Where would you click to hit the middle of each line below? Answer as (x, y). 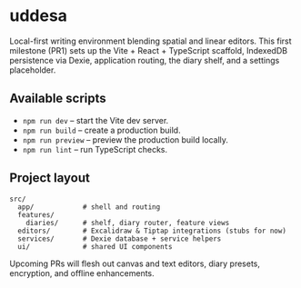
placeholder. (33, 70)
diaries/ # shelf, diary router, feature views (128, 223)
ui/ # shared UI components (95, 246)
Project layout (50, 178)
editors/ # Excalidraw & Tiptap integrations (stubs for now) (152, 231)
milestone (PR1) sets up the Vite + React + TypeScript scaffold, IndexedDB (149, 50)
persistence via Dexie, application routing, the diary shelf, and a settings (145, 60)
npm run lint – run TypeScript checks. (95, 149)
